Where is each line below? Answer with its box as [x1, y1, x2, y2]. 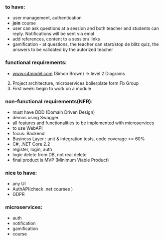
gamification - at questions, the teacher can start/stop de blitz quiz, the [12, 41, 159, 47]
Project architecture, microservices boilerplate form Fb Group [12, 80, 139, 86]
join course [12, 20, 36, 26]
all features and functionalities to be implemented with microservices [12, 120, 155, 126]
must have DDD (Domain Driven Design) [12, 109, 95, 115]
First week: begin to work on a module [12, 85, 91, 91]
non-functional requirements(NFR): [5, 98, 93, 105]
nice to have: [5, 169, 37, 176]
